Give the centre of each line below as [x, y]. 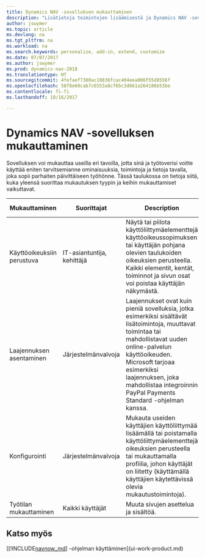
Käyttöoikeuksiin [33, 253]
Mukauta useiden [151, 418]
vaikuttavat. [21, 189]
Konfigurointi [28, 456]
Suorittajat [91, 207]
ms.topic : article [30, 29]
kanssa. [137, 407]
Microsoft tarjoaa [150, 362]
